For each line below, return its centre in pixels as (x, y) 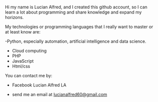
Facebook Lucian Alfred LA (39, 85)
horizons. (15, 17)
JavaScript (23, 61)
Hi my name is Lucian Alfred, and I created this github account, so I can (76, 7)
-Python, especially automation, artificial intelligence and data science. (76, 41)
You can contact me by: (29, 76)
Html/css (21, 66)
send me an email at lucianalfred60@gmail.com (60, 94)
